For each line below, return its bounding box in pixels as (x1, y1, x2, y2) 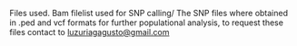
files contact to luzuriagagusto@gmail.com (9, 27, 170, 37)
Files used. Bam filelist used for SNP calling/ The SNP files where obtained (9, 8, 289, 18)
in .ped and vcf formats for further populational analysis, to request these (9, 17, 284, 28)
